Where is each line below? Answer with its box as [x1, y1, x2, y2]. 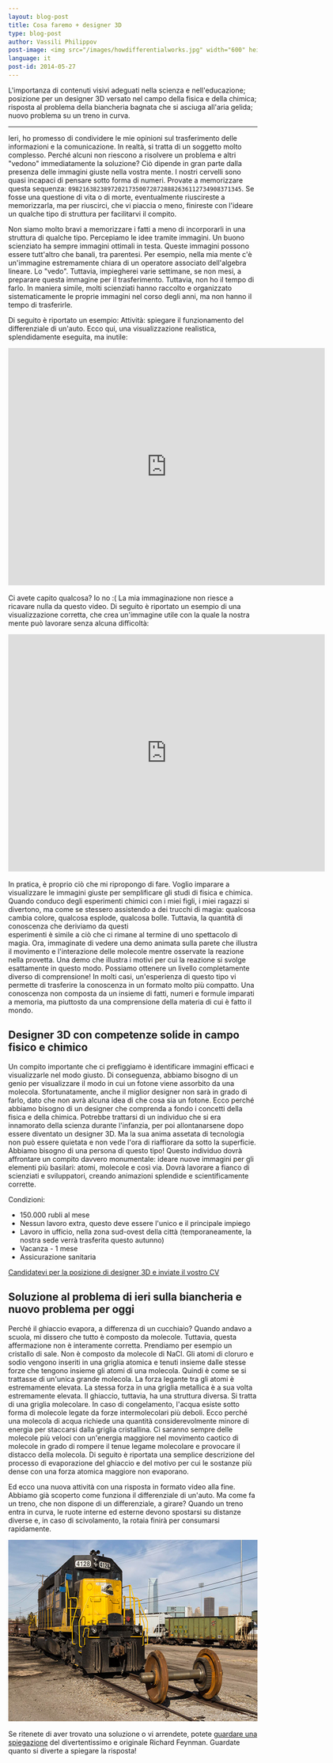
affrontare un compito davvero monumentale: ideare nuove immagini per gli [8, 1154, 255, 1163]
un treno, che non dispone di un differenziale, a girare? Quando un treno [8, 1499, 244, 1508]
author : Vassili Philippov [8, 38, 97, 46]
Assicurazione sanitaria [19, 1252, 96, 1262]
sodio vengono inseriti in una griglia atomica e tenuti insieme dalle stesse [8, 1357, 247, 1367]
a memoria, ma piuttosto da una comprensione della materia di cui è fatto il [8, 997, 252, 1006]
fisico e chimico [8, 1041, 89, 1054]
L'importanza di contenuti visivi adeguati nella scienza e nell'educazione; [8, 85, 246, 95]
